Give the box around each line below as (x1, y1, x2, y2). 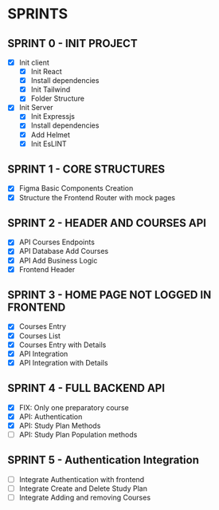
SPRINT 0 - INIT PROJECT (7, 37, 138, 50)
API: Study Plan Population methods (18, 429, 138, 439)
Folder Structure (30, 93, 85, 104)
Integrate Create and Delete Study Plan (18, 484, 148, 493)
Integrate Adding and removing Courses (18, 492, 151, 502)
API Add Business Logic (18, 255, 98, 265)
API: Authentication (18, 412, 83, 421)
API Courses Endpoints (18, 237, 95, 247)
